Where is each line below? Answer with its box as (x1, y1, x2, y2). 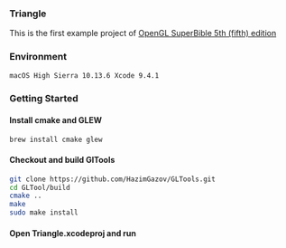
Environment (9, 51, 68, 63)
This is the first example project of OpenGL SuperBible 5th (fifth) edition (9, 28, 277, 39)
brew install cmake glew (9, 135, 103, 144)
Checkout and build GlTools (9, 155, 115, 166)
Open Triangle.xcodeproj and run (9, 227, 137, 238)
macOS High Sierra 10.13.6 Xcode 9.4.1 (9, 71, 160, 80)
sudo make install (9, 208, 78, 217)
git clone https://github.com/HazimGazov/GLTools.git (9, 175, 217, 184)
